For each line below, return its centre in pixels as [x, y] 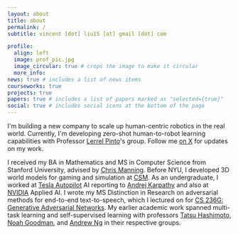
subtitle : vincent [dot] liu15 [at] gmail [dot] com [87, 34]
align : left [32, 53]
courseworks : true [34, 86]
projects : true [30, 93]
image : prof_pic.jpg [44, 60]
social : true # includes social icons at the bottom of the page [106, 106]
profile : [20, 47]
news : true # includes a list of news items [74, 79]
